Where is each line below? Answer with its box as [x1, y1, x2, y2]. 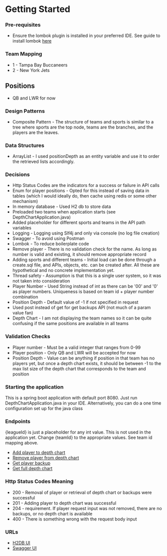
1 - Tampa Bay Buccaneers [12, 61, 68, 68]
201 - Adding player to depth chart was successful [12, 500, 116, 506]
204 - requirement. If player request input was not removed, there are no [12, 505, 162, 511]
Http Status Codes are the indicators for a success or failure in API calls [12, 182, 160, 188]
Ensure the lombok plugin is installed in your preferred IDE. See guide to [12, 32, 161, 38]
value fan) [12, 310, 33, 316]
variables [12, 225, 31, 231]
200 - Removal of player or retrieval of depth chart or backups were [12, 489, 152, 495]
